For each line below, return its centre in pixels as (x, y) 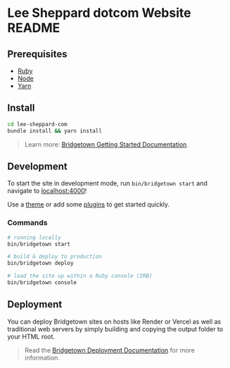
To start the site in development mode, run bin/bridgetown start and (107, 183)
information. (42, 357)
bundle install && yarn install (55, 131)
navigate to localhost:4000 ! (47, 191)
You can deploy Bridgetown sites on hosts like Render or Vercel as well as (114, 321)
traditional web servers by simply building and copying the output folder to (115, 329)
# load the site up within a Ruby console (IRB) (80, 276)
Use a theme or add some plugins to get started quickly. (89, 204)
